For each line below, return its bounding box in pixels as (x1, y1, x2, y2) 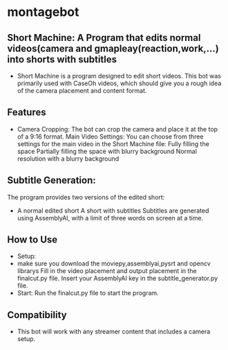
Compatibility (7, 309, 67, 321)
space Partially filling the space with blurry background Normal (17, 147, 197, 155)
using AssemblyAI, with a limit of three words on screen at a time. (17, 213, 204, 222)
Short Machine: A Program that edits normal (7, 32, 201, 44)
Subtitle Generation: (7, 175, 97, 186)
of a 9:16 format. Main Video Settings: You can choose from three (17, 132, 204, 141)
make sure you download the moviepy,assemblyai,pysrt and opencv (17, 259, 211, 268)
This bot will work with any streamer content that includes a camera (17, 327, 211, 336)
